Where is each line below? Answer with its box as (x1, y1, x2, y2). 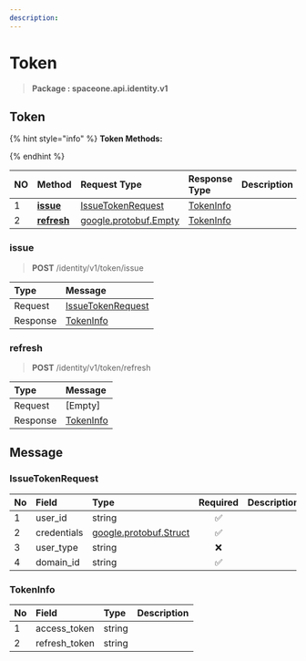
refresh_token (36, 636, 96, 649)
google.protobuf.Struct (92, 526, 190, 539)
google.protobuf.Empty (80, 214, 180, 227)
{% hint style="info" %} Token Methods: (9, 133, 163, 144)
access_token (36, 622, 95, 635)
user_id (36, 511, 67, 524)
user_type (36, 541, 79, 553)
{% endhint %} (9, 151, 66, 162)
